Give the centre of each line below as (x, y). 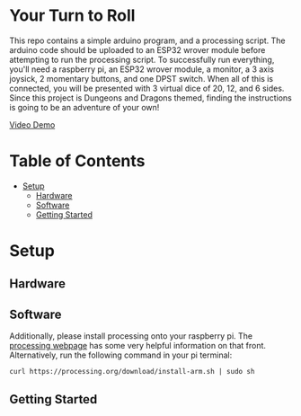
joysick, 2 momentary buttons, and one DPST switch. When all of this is (142, 78)
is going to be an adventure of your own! (84, 107)
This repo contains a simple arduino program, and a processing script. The (147, 40)
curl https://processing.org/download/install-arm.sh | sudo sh (132, 372)
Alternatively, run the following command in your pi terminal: (121, 355)
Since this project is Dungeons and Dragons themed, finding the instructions (150, 97)
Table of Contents (77, 161)
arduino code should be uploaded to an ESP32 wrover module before (137, 49)
